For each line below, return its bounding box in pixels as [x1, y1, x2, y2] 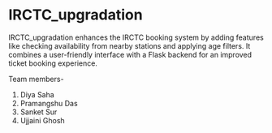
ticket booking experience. [8, 58, 97, 68]
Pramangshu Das [19, 98, 79, 108]
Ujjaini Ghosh [19, 115, 65, 125]
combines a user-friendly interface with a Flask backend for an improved [8, 49, 253, 59]
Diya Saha [19, 89, 54, 99]
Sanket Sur [19, 107, 58, 117]
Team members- [8, 74, 64, 84]
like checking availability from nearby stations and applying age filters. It [8, 41, 251, 50]
